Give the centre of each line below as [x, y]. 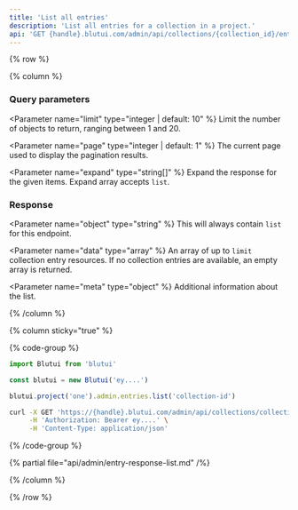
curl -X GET [31, 412]
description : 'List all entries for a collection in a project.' [132, 26]
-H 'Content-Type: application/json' [98, 429]
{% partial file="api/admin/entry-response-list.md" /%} [110, 463]
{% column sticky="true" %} [61, 331]
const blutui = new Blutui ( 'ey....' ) [79, 380]
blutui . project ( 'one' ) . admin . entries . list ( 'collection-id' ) [123, 396]
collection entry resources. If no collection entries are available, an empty [143, 259]
